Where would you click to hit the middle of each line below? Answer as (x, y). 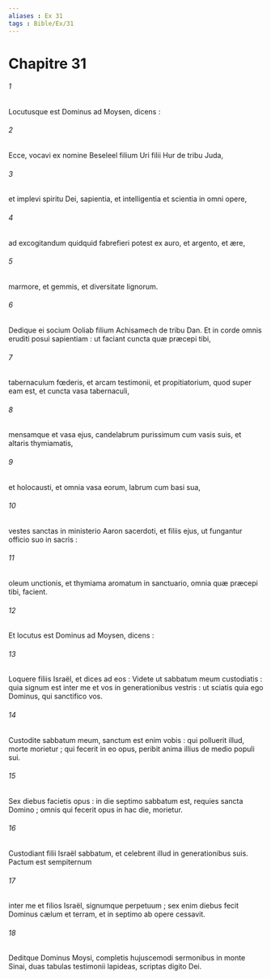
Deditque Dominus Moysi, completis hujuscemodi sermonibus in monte (127, 958)
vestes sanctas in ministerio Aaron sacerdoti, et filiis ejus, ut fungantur (125, 530)
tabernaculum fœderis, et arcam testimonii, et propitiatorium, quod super (130, 383)
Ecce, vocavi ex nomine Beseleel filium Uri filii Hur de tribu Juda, (116, 156)
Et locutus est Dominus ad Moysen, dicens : (81, 635)
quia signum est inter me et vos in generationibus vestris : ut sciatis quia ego (136, 688)
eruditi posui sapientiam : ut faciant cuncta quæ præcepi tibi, (110, 338)
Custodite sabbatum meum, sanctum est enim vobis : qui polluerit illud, (127, 740)
